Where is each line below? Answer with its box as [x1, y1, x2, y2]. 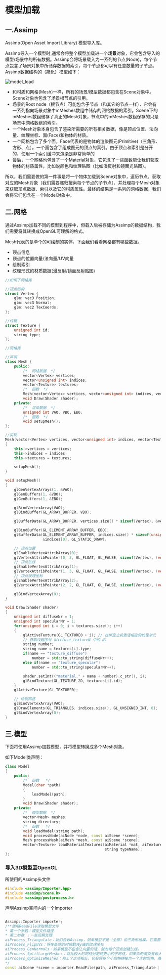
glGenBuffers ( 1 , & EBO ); [14, 496, 63, 501]
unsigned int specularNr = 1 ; [14, 619, 77, 624]
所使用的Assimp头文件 [5, 876, 51, 883]
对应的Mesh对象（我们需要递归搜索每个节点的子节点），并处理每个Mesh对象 [5, 180, 160, 185]
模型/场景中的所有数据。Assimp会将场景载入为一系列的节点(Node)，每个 [5, 56, 153, 62]
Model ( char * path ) [23, 782, 61, 788]
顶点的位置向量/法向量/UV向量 [12, 255, 74, 261]
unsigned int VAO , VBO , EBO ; [23, 410, 83, 415]
